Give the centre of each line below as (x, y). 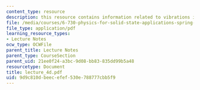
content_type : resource (36, 12)
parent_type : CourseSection (41, 56)
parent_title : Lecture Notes (42, 50)
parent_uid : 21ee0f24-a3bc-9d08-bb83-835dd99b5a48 (70, 61)
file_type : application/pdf (41, 28)
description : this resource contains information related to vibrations (98, 17)
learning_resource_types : (38, 34)
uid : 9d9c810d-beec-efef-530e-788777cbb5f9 (61, 78)
